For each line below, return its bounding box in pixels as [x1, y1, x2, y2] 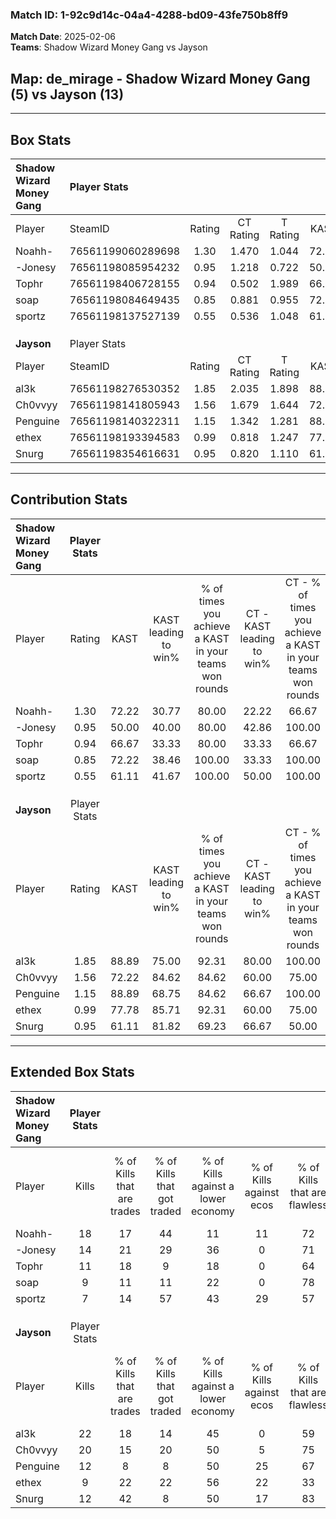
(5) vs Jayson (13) [10, 86, 125, 103]
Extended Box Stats [10, 1064, 135, 1081]
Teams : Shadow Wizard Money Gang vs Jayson [10, 41, 208, 53]
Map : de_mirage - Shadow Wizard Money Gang [10, 70, 311, 87]
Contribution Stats [10, 491, 128, 508]
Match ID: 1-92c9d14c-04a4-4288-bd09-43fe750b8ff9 [10, 8, 289, 22]
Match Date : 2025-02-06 [10, 31, 116, 43]
